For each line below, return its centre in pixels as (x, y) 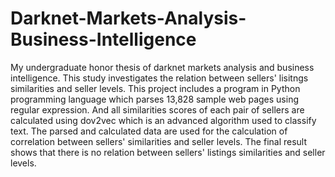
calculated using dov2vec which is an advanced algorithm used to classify (163, 120)
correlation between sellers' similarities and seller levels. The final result (159, 141)
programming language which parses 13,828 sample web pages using (154, 99)
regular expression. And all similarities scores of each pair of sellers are (157, 109)
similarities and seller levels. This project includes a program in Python (155, 88)
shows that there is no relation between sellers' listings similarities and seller (168, 152)
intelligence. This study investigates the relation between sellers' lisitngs (159, 78)
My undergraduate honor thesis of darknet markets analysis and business (162, 67)
